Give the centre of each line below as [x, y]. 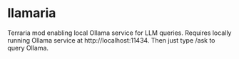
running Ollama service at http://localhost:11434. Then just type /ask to [111, 40]
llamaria [32, 13]
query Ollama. [28, 48]
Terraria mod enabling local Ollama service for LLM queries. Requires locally [119, 33]
